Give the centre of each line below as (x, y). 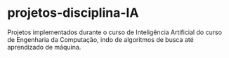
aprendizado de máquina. (44, 47)
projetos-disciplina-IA (73, 13)
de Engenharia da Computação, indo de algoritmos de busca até (101, 39)
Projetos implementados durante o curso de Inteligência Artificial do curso (115, 32)
